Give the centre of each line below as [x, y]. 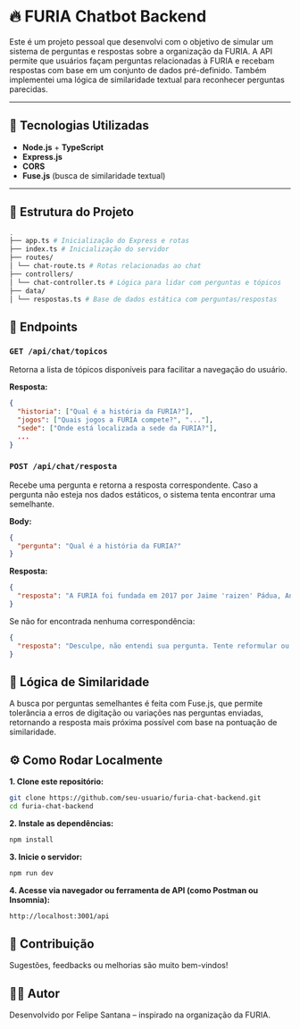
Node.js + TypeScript [63, 147]
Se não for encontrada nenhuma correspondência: [102, 621]
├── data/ [28, 291]
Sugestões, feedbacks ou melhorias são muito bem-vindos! [119, 966]
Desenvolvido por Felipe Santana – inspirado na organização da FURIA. [140, 1015]
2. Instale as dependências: [62, 823]
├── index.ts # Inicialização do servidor [89, 249]
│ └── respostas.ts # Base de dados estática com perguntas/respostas [143, 299]
